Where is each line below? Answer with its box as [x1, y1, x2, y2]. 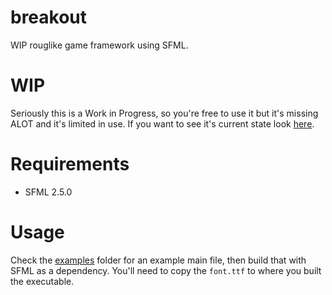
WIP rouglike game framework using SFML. [10, 39, 189, 51]
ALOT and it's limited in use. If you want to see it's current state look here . [10, 117, 315, 130]
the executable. [10, 275, 75, 287]
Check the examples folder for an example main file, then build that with [10, 254, 307, 266]
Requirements [10, 153, 130, 176]
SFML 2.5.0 [24, 186, 73, 198]
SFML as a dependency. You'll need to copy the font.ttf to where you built [10, 264, 322, 276]
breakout [10, 6, 88, 29]
